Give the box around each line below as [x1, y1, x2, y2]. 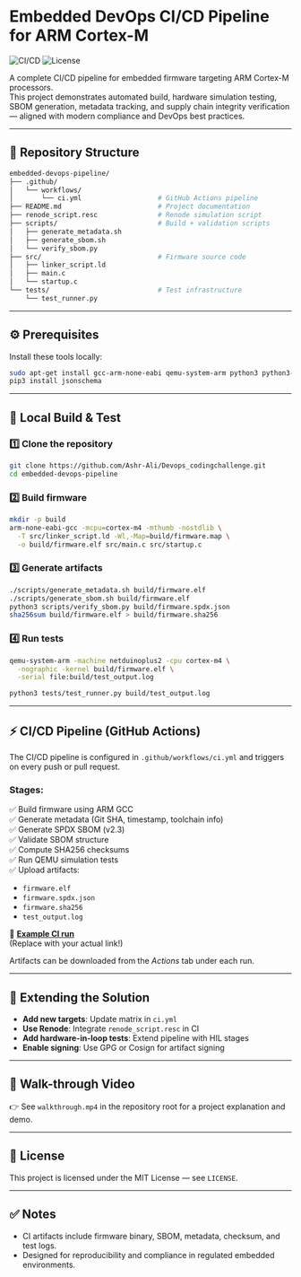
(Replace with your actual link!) [9, 938, 124, 949]
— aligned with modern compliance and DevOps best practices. [9, 110, 245, 121]
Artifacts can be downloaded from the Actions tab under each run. [9, 956, 255, 966]
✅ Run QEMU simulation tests [9, 854, 119, 865]
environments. [21, 1259, 76, 1270]
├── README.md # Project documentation [9, 202, 251, 212]
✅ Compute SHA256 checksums [9, 844, 130, 855]
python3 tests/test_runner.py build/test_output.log [9, 689, 211, 698]
